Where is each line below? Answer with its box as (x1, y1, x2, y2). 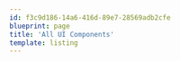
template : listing (9, 38, 78, 48)
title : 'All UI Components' (9, 30, 115, 39)
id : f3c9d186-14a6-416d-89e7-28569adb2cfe (9, 13, 171, 22)
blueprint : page (9, 22, 70, 30)
